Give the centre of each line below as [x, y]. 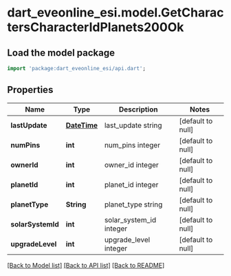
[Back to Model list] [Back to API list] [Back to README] [86, 265]
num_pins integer [132, 145]
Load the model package [61, 53]
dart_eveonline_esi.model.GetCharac [115, 13]
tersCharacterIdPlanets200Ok [96, 27]
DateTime [82, 125]
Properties [30, 90]
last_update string [133, 125]
